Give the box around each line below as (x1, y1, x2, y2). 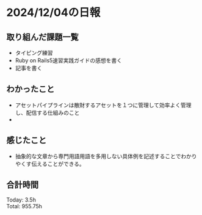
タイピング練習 (15, 49, 53, 56)
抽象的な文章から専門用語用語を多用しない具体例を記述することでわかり (15, 152, 197, 159)
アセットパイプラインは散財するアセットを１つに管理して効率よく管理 (15, 101, 192, 109)
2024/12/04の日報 (6, 5, 101, 20)
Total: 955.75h (6, 203, 43, 210)
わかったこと (6, 84, 55, 95)
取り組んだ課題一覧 (6, 32, 79, 42)
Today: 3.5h (6, 196, 37, 203)
